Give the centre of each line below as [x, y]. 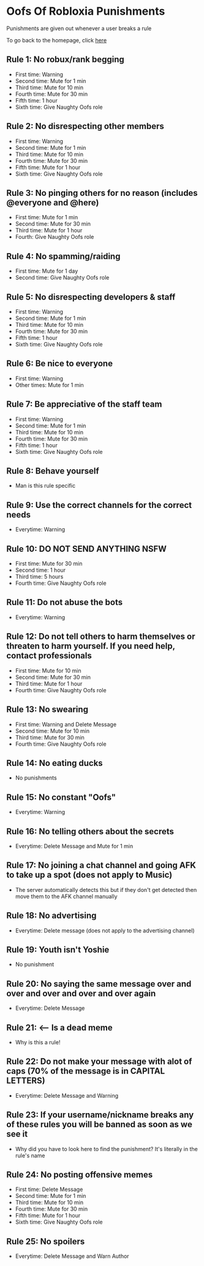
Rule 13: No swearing [47, 710]
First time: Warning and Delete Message [66, 724]
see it [17, 1134]
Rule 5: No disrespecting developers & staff [91, 297]
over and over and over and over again [81, 993]
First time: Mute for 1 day [47, 271]
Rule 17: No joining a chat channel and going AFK [101, 865]
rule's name [30, 1155]
